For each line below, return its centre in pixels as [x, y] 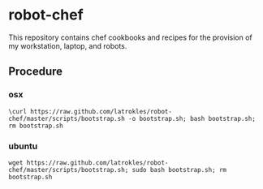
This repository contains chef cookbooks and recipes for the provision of [131, 37]
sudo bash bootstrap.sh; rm [179, 170]
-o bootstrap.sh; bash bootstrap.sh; [192, 118]
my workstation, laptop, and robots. [68, 45]
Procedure [36, 72]
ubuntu [23, 146]
